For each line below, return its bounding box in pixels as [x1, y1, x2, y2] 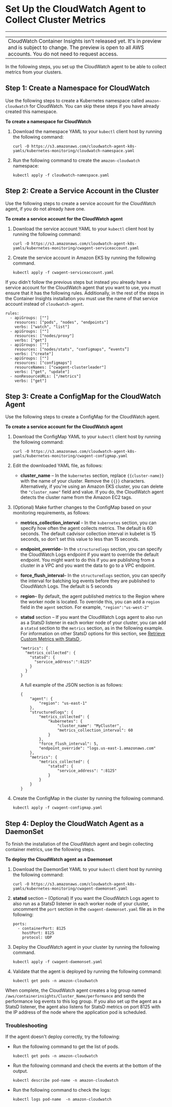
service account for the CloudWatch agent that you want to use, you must [5, 284, 161, 290]
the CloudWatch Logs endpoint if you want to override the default [20, 551, 159, 558]
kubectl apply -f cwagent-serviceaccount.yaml [12, 270, 114, 275]
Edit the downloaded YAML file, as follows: [12, 463, 103, 469]
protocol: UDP [22, 935, 52, 940]
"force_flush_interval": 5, [38, 741, 99, 747]
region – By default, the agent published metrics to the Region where [20, 593, 165, 599]
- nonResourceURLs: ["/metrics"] [10, 374, 81, 379]
